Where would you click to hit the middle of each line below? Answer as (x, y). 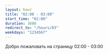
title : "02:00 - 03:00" (30, 14)
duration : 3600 (21, 23)
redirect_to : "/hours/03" (32, 28)
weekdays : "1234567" (27, 32)
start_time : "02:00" (27, 19)
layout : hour (19, 10)
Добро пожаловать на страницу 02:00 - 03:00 (54, 46)
